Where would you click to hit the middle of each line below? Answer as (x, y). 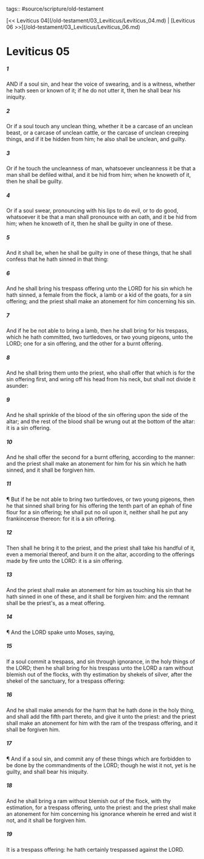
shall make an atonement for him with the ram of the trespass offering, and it (102, 723)
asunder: (17, 385)
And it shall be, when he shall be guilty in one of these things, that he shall (99, 253)
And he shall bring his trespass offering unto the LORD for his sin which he (99, 288)
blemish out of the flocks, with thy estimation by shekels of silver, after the (99, 674)
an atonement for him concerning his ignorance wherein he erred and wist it (101, 813)
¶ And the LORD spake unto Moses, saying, (60, 632)
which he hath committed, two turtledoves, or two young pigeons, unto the (100, 337)
